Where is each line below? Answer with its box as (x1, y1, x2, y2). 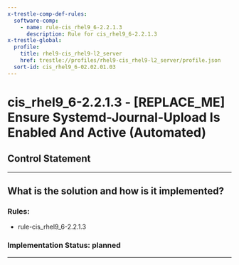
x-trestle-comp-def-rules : (7, 10, 87, 18)
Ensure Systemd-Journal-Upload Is (7, 109, 221, 125)
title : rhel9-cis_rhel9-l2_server (20, 51, 122, 58)
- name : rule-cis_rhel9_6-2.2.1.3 (20, 24, 122, 31)
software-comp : (14, 17, 59, 24)
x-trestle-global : (7, 37, 62, 44)
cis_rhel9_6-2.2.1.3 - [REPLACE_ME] (7, 94, 225, 110)
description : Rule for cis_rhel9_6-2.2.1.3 (26, 30, 158, 38)
